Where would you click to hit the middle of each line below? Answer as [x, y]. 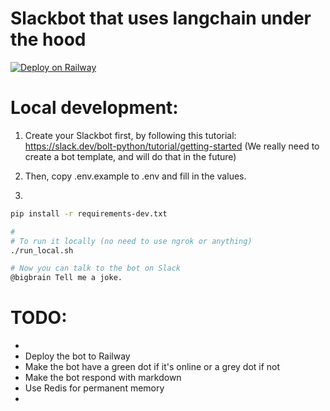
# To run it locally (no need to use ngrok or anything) [131, 241]
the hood [48, 39]
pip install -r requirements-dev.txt [89, 213]
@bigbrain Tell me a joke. [66, 278]
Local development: [94, 108]
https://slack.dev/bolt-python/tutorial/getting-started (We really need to [172, 146]
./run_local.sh [42, 250]
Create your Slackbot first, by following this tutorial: [130, 135]
